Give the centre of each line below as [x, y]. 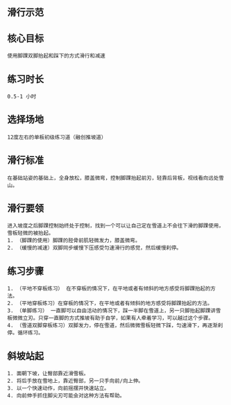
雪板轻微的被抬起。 [31, 233]
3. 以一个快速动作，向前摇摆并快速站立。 [58, 388]
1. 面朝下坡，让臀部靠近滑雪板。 [48, 374]
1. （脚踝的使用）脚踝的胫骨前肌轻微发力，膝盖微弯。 [74, 241]
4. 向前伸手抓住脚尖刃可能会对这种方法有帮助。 [66, 396]
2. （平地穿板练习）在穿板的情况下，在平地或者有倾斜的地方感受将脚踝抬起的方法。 [110, 304]
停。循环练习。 [25, 333]
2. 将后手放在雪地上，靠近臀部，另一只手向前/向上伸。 [76, 381]
